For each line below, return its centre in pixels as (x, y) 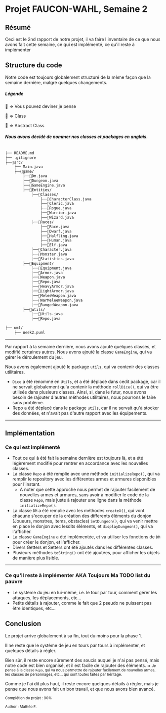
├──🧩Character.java (51, 250)
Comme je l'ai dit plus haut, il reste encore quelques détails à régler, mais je (82, 683)
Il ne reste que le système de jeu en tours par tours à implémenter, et (75, 645)
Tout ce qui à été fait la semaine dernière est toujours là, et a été (78, 458)
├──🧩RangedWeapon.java (55, 305)
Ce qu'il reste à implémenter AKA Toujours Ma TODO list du (78, 575)
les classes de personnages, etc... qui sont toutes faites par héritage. (64, 674)
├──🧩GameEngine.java (44, 185)
